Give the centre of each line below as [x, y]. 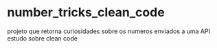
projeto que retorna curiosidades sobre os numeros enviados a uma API [109, 31]
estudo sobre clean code [42, 38]
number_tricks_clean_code [86, 13]
